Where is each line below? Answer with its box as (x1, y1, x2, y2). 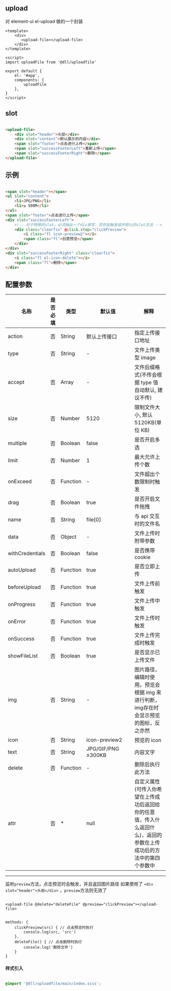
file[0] (86, 516, 101, 524)
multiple (8, 440, 27, 447)
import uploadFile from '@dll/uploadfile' (5, 60, 97, 65)
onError (8, 618, 26, 625)
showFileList (8, 652, 38, 659)
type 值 (140, 379, 159, 386)
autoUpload (8, 566, 36, 573)
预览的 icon (134, 737, 162, 744)
